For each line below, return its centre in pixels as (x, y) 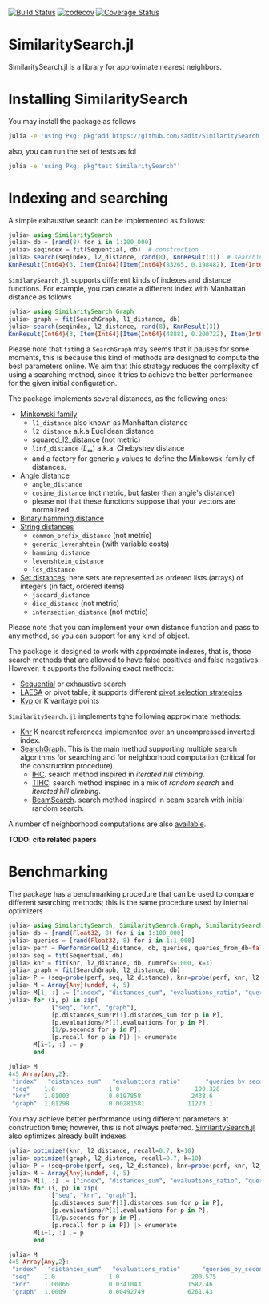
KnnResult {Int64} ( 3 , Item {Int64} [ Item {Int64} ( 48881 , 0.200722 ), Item (127, 334)
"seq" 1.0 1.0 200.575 (114, 1277)
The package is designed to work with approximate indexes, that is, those (130, 652)
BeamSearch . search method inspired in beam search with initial (138, 800)
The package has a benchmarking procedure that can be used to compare (131, 894)
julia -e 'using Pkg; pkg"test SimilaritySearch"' (94, 166)
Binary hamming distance (62, 518)
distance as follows (40, 297)
